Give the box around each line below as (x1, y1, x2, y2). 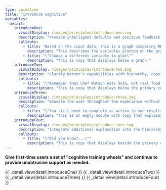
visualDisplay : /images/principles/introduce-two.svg (18, 67, 132, 72)
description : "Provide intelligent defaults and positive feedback (18, 35, 161, 40)
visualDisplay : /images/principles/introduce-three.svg (18, 95, 136, 99)
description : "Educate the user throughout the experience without (18, 99, 161, 104)
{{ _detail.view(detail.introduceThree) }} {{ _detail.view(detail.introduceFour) (5, 174, 160, 180)
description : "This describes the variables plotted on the (27, 48, 154, 53)
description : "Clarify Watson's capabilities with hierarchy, (18, 72, 149, 77)
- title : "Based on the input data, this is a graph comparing (23, 44, 156, 49)
